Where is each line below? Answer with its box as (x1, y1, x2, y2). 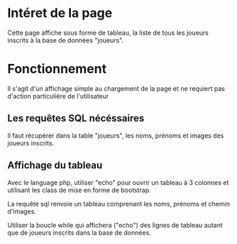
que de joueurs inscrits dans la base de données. (7, 228, 151, 237)
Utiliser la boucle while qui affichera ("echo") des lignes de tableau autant (7, 221, 224, 229)
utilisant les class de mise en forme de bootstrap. (7, 186, 151, 194)
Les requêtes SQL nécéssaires (7, 112, 145, 125)
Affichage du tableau (7, 160, 103, 172)
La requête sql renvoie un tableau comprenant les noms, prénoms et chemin (7, 199, 231, 208)
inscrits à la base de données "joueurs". (7, 35, 124, 44)
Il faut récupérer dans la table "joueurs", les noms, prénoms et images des (7, 131, 224, 140)
